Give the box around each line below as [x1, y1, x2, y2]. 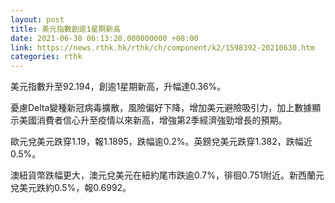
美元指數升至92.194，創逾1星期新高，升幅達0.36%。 [10, 81, 227, 93]
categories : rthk [10, 52, 83, 62]
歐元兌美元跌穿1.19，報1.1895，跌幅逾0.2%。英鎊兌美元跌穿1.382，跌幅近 [10, 136, 313, 148]
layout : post [10, 14, 65, 25]
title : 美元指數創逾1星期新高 [10, 24, 122, 34]
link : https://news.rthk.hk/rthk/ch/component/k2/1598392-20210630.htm [10, 42, 315, 53]
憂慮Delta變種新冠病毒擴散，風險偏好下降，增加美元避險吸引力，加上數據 [10, 102, 313, 114]
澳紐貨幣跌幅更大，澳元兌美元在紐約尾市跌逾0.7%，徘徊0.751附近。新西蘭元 [10, 169, 325, 181]
